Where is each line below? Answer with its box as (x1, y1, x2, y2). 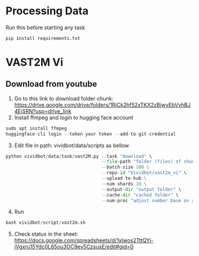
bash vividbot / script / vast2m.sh (5, 220, 86, 226)
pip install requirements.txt (5, 35, 81, 41)
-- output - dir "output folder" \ (101, 186, 182, 192)
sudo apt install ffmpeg (5, 125, 67, 132)
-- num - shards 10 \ (101, 180, 147, 187)
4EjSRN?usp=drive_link (14, 107, 72, 114)
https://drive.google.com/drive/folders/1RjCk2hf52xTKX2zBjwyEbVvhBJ (14, 101, 191, 108)
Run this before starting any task (5, 24, 86, 31)
